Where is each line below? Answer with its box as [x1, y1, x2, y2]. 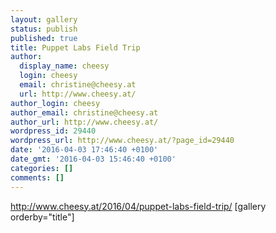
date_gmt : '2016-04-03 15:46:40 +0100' [10, 154, 177, 164]
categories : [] [10, 163, 74, 173]
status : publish [10, 24, 78, 34]
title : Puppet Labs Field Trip [10, 42, 141, 53]
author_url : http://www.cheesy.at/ [10, 117, 159, 127]
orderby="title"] [10, 211, 75, 223]
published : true [10, 33, 78, 43]
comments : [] [10, 172, 65, 183]
